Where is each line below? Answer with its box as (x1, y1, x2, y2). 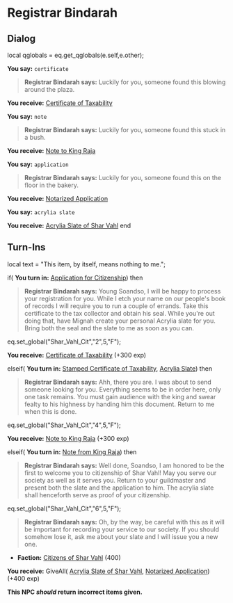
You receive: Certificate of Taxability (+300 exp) (7, 351, 147, 359)
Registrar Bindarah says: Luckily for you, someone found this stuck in (24, 126, 226, 134)
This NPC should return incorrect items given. (7, 588, 143, 596)
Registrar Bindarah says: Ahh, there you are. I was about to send (24, 378, 212, 386)
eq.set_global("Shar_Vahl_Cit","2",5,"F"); (7, 337, 122, 346)
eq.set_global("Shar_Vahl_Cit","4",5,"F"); (7, 421, 122, 429)
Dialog (7, 33, 36, 45)
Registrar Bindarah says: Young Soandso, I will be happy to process (24, 287, 221, 295)
